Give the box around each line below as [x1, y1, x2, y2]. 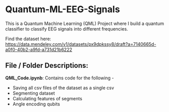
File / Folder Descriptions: [5, 61, 89, 70]
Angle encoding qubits [12, 101, 60, 107]
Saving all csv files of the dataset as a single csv [12, 85, 114, 91]
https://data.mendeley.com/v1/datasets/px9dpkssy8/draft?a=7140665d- [5, 41, 156, 47]
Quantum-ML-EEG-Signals [5, 4, 120, 15]
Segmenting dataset [12, 90, 55, 96]
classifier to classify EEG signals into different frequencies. [5, 25, 128, 32]
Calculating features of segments [12, 95, 83, 101]
